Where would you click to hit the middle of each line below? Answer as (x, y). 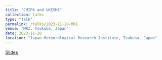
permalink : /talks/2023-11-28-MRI (42, 24)
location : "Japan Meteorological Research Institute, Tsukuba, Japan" (81, 38)
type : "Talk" (19, 19)
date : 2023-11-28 (24, 33)
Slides (12, 52)
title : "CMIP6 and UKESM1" (34, 10)
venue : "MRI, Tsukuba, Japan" (37, 29)
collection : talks (25, 15)
